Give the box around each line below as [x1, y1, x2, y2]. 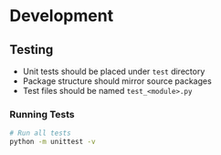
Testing [9, 42, 54, 57]
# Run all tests [9, 129, 71, 138]
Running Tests [9, 108, 75, 120]
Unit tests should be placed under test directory [22, 66, 205, 77]
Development [9, 5, 114, 26]
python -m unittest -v [9, 138, 96, 147]
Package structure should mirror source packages [22, 76, 212, 87]
